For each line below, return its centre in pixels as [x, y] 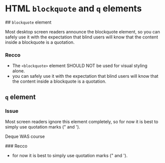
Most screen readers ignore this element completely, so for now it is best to [82, 122]
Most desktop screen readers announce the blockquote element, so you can [82, 32]
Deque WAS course [25, 136]
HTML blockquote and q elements [73, 9]
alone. [18, 71]
